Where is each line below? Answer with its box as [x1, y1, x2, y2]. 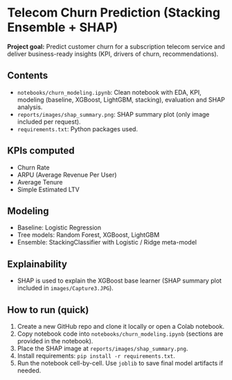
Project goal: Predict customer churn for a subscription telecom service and [7, 42, 225, 50]
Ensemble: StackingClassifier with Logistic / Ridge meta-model [17, 238, 197, 247]
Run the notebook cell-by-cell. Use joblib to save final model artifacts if [17, 359, 224, 367]
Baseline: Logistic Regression [17, 223, 102, 232]
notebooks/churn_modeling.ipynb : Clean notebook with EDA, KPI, [17, 88, 202, 96]
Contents [7, 70, 48, 82]
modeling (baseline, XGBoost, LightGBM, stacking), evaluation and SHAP [17, 95, 225, 104]
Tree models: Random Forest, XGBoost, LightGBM [17, 231, 160, 239]
